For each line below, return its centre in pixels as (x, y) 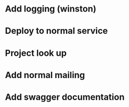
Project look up (36, 53)
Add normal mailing (45, 75)
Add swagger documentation (65, 97)
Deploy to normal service (57, 31)
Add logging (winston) (51, 9)
